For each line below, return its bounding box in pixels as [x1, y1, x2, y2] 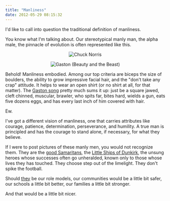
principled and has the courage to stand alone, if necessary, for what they [5, 128, 160, 135]
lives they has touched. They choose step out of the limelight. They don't [5, 160, 158, 166]
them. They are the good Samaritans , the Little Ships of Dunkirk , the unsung [5, 149, 164, 155]
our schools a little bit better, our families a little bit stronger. [5, 181, 131, 187]
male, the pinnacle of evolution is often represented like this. [5, 41, 131, 47]
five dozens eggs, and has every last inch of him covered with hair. [5, 98, 145, 104]
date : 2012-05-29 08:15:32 [5, 12, 62, 17]
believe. [5, 134, 22, 140]
